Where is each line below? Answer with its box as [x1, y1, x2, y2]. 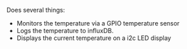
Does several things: [6, 6, 65, 14]
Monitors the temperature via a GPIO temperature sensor [16, 19, 180, 27]
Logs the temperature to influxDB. [16, 27, 114, 35]
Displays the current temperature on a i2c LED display [16, 34, 172, 42]
